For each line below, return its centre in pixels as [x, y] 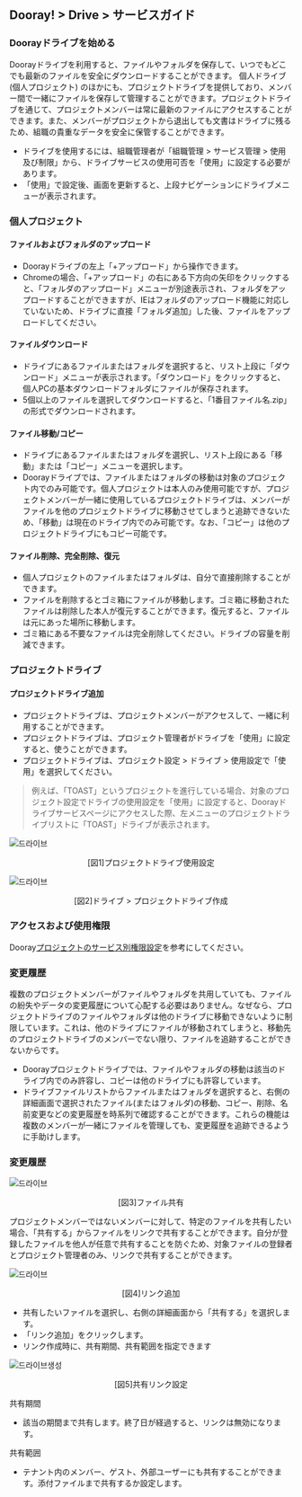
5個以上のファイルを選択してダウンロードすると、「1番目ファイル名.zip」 [157, 400]
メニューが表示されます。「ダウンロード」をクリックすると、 [173, 377]
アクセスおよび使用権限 [60, 926]
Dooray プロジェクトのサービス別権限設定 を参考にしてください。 [129, 947]
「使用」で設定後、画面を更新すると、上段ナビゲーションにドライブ [148, 184]
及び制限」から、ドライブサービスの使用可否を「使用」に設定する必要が [156, 162]
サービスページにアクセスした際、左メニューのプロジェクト [165, 813]
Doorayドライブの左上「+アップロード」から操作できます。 [133, 266]
